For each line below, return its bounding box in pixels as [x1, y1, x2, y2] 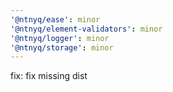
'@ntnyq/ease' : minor [10, 14, 101, 25]
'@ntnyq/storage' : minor [10, 42, 114, 53]
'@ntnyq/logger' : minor [10, 33, 110, 43]
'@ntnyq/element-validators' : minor [10, 24, 163, 34]
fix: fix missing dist [10, 70, 88, 82]
